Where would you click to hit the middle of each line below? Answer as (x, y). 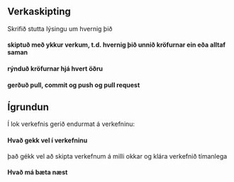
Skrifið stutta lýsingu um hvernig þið (60, 28)
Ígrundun (28, 107)
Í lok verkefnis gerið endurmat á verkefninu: (71, 124)
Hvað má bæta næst (38, 172)
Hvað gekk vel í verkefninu (48, 140)
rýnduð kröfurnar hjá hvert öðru (55, 69)
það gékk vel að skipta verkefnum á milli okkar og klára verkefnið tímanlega (117, 156)
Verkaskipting (39, 12)
